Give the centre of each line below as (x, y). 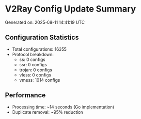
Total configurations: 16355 (39, 49)
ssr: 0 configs (33, 64)
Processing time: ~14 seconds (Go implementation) (63, 107)
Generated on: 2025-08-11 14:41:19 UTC (45, 22)
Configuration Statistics (42, 37)
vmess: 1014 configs (40, 80)
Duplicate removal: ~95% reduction (47, 112)
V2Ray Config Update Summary (70, 9)
